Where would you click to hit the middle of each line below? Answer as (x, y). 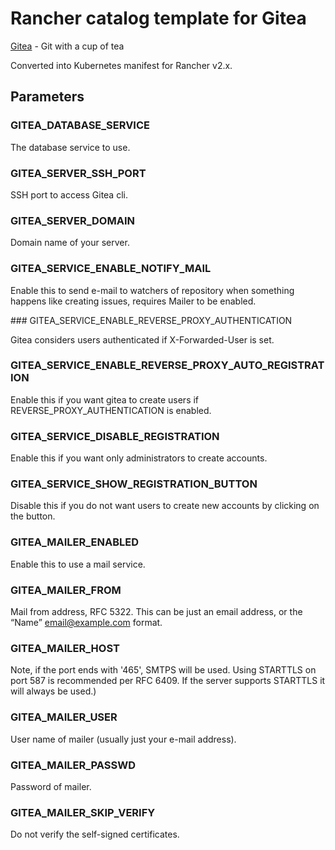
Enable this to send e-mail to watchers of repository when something (152, 290)
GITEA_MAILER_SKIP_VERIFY (83, 812)
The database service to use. (70, 147)
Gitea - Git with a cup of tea (67, 46)
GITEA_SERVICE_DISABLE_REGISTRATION (115, 436)
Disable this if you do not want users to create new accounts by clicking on (165, 506)
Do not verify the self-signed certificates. (95, 834)
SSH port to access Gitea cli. (69, 194)
